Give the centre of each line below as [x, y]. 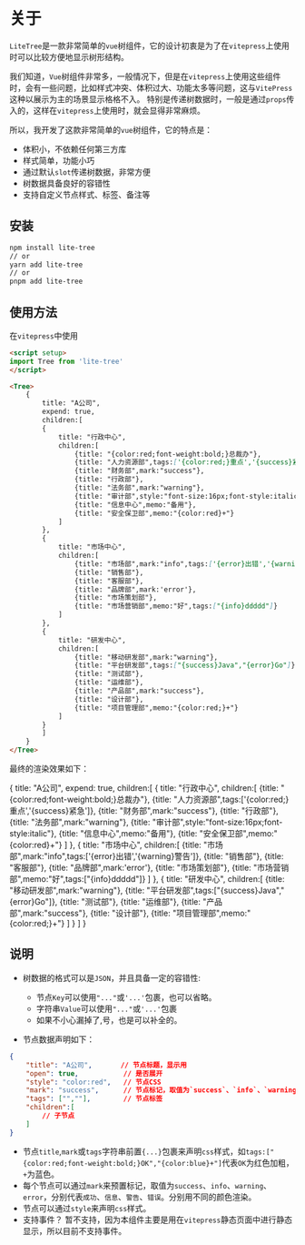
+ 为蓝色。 [40, 1174]
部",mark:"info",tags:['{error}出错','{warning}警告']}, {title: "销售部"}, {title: [147, 856]
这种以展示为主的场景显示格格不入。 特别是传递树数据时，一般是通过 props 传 [152, 99]
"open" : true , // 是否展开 [94, 1073]
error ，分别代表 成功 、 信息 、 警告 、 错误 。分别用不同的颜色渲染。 [139, 1197]
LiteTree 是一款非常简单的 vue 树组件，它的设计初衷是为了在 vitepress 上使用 [150, 46]
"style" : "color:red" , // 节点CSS [93, 1082]
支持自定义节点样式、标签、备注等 [86, 194]
